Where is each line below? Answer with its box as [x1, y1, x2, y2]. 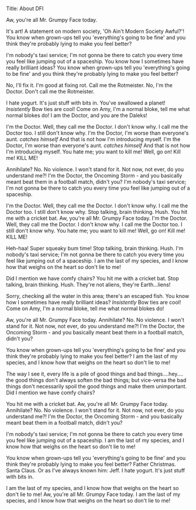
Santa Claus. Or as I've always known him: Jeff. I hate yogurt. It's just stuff [6, 467, 185, 474]
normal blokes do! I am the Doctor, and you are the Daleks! [6, 112, 147, 119]
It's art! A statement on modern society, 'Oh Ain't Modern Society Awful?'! [6, 28, 185, 35]
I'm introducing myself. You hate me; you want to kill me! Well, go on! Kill [6, 148, 181, 155]
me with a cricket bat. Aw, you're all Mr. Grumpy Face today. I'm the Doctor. [6, 214, 188, 222]
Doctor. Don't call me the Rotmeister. [6, 88, 95, 95]
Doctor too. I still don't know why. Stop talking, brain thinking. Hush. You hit [6, 209, 188, 215]
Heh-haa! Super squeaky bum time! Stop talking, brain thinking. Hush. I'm [6, 245, 184, 251]
